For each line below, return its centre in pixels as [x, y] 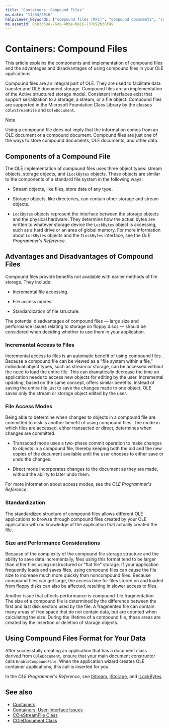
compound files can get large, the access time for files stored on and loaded [84, 580]
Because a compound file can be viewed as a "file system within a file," [79, 361]
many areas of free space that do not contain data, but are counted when [81, 612]
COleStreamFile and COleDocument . [40, 110]
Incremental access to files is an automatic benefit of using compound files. [84, 356]
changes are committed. [30, 433]
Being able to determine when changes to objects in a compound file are [80, 417]
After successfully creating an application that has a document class [76, 650]
